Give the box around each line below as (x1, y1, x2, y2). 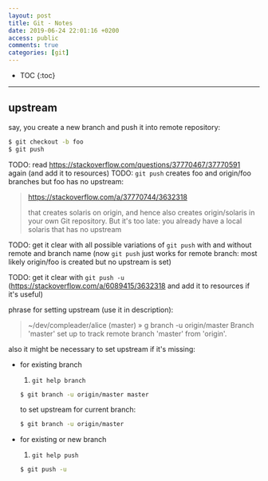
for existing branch (19, 360, 82, 369)
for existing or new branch (19, 435, 107, 444)
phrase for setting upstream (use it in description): (8, 305, 174, 314)
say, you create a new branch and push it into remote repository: (8, 122, 221, 132)
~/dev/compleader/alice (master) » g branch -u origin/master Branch (27, 320, 254, 329)
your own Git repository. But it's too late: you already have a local (27, 216, 242, 226)
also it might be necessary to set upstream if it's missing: (8, 344, 195, 353)
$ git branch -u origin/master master (19, 390, 149, 399)
